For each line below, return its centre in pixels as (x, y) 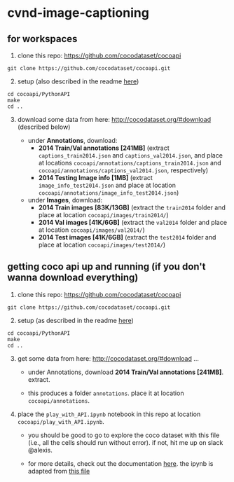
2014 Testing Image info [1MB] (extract (95, 178)
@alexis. (40, 450)
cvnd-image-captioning (78, 13)
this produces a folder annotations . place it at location (106, 393)
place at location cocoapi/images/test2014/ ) (102, 245)
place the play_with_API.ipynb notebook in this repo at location (109, 414)
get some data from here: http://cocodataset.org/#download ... (108, 358)
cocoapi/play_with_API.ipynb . (61, 421)
